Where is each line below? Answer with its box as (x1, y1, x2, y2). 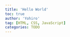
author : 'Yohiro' (5, 16, 40, 21)
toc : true (5, 12, 25, 16)
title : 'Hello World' (5, 7, 49, 12)
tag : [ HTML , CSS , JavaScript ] (5, 20, 66, 25)
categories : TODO (5, 25, 40, 30)
